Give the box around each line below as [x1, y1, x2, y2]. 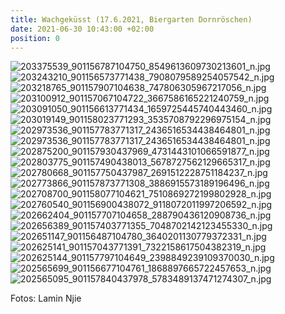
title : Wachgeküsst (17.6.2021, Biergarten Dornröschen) [10, 14, 253, 25]
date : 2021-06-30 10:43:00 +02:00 [10, 24, 155, 34]
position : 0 [10, 33, 60, 43]
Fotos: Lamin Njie [10, 292, 82, 305]
